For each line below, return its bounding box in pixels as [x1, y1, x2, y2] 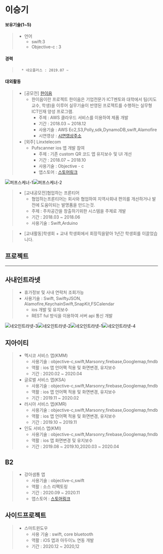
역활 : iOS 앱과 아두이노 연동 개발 [31, 537, 94, 543]
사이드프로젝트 [5, 511, 47, 520]
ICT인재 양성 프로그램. [31, 108, 74, 114]
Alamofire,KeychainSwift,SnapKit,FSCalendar [24, 301, 115, 307]
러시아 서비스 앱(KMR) [24, 401, 67, 407]
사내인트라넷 [5, 276, 40, 284]
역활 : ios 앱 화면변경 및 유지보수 [31, 437, 93, 443]
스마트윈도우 [24, 525, 48, 531]
